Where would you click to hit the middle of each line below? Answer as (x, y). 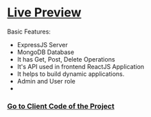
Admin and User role (46, 81)
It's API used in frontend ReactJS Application (81, 66)
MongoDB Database (45, 52)
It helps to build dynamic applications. (71, 74)
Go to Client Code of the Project (61, 106)
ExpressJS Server (42, 44)
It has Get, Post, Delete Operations (66, 59)
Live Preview (44, 13)
